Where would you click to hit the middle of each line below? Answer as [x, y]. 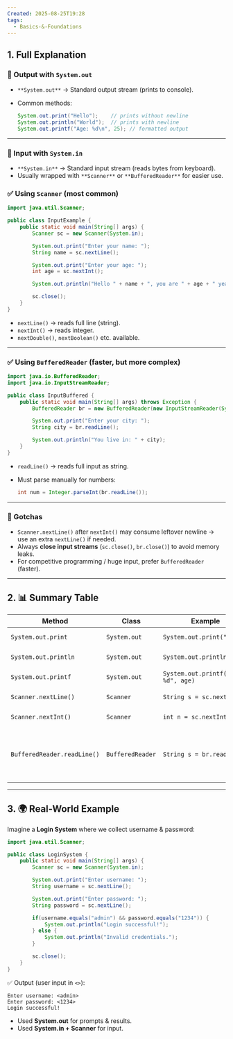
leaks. [26, 554]
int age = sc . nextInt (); [68, 272]
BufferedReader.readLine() [55, 754]
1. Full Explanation [47, 55]
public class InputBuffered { [51, 395]
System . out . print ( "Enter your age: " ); [90, 265]
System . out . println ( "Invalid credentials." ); [111, 938]
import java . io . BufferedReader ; [54, 377]
